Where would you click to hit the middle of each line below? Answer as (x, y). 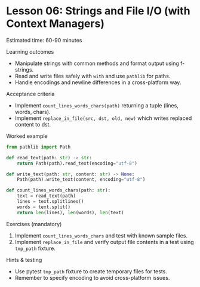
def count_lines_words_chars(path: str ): (59, 190)
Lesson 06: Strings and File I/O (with (98, 11)
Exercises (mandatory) (34, 224)
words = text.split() (44, 207)
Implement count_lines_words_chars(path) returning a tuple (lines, (97, 105)
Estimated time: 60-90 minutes (44, 40)
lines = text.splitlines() (50, 202)
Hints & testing (24, 260)
